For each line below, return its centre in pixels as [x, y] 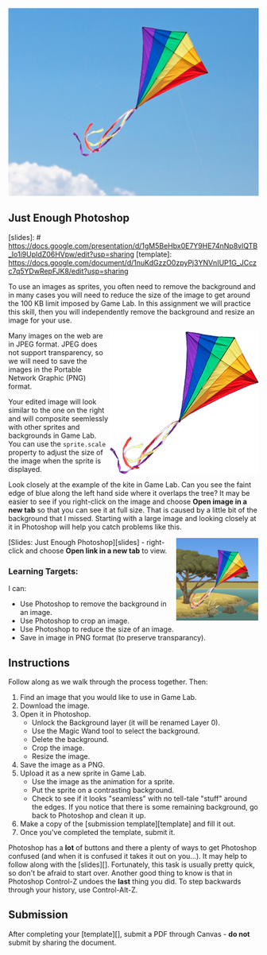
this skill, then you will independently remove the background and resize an [132, 311]
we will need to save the [48, 361]
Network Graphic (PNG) [47, 377]
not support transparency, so [56, 352]
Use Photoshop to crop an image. [74, 621]
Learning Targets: [43, 571]
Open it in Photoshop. [55, 713]
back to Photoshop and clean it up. [89, 815]
